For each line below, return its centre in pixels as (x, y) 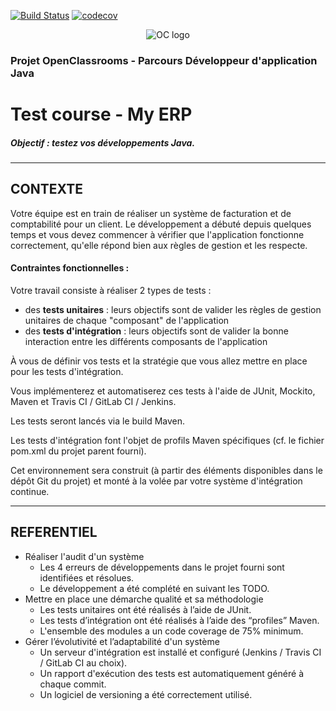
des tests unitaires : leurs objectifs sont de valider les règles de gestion (173, 310)
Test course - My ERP (101, 114)
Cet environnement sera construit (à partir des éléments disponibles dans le (166, 471)
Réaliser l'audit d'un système (84, 556)
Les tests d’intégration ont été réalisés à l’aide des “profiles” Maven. (179, 620)
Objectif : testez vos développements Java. (103, 142)
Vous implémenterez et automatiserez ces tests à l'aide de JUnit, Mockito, (163, 391)
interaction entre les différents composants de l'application (146, 342)
